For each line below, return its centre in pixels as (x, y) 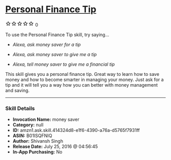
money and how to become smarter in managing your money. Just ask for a (84, 79)
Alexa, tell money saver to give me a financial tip (64, 64)
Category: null (28, 125)
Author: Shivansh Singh (38, 141)
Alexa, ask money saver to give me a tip (54, 54)
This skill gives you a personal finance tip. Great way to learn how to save (82, 74)
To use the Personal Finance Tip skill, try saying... (57, 35)
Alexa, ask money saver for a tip (47, 44)
